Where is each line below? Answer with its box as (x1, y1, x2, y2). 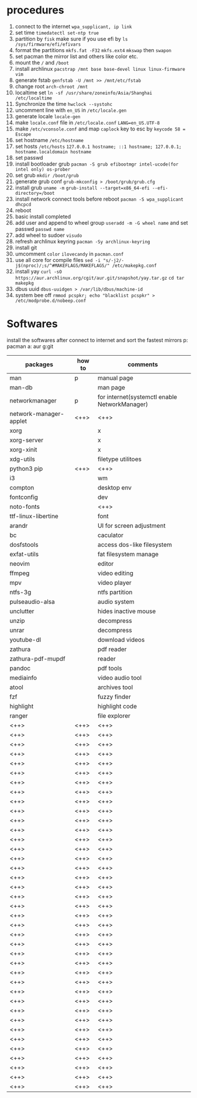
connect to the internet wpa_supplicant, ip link (15, 23, 132, 30)
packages (25, 360, 53, 369)
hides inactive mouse (97, 607, 156, 615)
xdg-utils (9, 455, 36, 463)
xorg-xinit (9, 445, 37, 453)
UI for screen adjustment (97, 521, 166, 529)
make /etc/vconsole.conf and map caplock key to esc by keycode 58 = (15, 125, 186, 132)
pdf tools (97, 664, 122, 672)
